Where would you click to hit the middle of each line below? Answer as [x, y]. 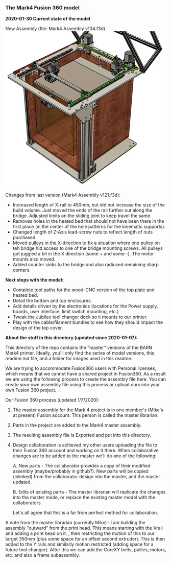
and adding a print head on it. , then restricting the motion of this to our [80, 533]
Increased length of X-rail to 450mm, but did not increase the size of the [89, 205]
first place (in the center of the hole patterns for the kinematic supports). [89, 226]
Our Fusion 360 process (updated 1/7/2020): [52, 400]
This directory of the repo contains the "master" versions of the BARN [79, 347]
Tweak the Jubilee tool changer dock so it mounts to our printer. [80, 317]
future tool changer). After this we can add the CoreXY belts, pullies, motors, [86, 549]
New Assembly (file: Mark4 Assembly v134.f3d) [55, 29]
